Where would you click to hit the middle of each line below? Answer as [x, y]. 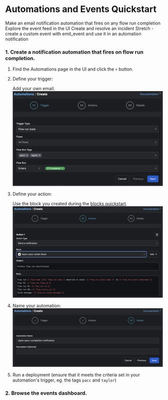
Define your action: [32, 194]
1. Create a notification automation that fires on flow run [74, 52]
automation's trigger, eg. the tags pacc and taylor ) [64, 380]
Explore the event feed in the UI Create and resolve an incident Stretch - [79, 28]
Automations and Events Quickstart [81, 9]
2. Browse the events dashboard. [46, 393]
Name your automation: [36, 305]
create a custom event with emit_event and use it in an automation [73, 34]
